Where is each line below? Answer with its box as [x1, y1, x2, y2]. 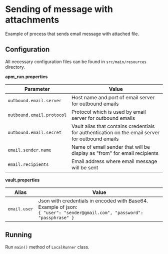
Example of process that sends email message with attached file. [5, 31, 139, 37]
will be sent [71, 164, 98, 171]
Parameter [24, 85, 50, 92]
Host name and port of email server [71, 94, 155, 101]
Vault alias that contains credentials [71, 123, 155, 130]
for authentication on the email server [71, 129, 160, 136]
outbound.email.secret [7, 129, 61, 135]
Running [5, 230, 32, 239]
